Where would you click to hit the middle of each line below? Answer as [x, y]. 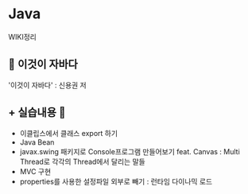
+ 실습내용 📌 [37, 113]
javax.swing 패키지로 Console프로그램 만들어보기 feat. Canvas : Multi [130, 151]
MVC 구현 [35, 171]
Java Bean [37, 142]
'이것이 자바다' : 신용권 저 [47, 85]
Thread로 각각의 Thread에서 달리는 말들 [82, 161]
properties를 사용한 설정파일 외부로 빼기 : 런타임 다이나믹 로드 [116, 181]
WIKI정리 [23, 37]
